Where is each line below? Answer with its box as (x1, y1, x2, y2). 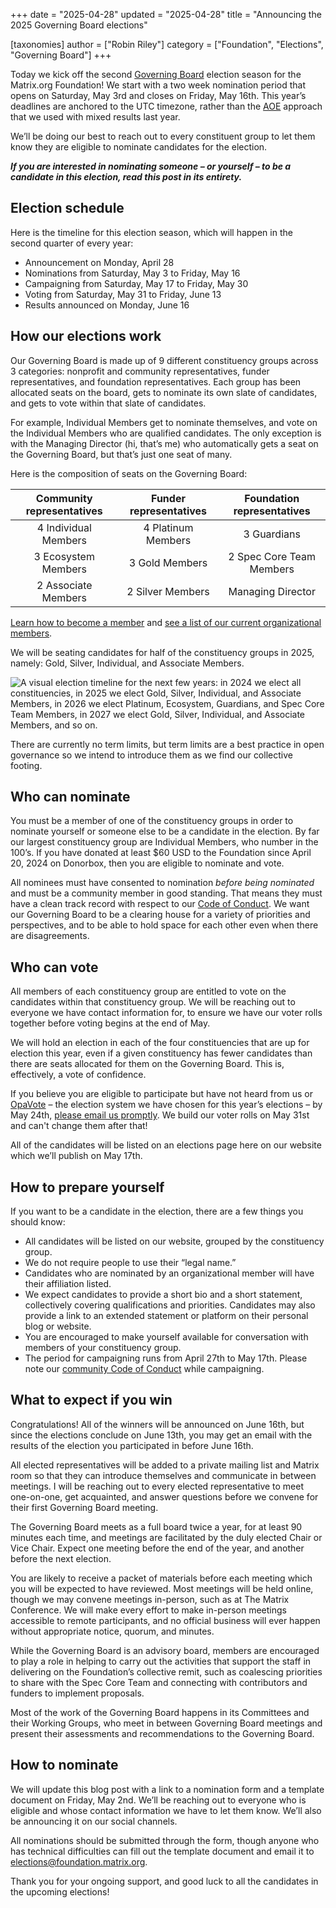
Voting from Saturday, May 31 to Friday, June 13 (24, 288, 222, 300)
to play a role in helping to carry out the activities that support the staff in (10, 1655, 312, 1667)
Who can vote (10, 959, 99, 976)
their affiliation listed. (24, 1278, 112, 1290)
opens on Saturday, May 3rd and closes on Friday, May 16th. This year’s (10, 90, 307, 101)
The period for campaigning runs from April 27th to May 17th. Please (24, 1352, 308, 1364)
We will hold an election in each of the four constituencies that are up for (10, 1037, 310, 1049)
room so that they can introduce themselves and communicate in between (10, 1469, 317, 1481)
